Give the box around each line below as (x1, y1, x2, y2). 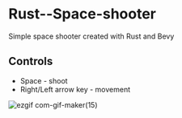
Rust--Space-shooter (8, 5, 156, 23)
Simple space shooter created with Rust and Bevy (8, 31, 175, 41)
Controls (8, 55, 53, 68)
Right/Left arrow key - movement (19, 84, 131, 94)
